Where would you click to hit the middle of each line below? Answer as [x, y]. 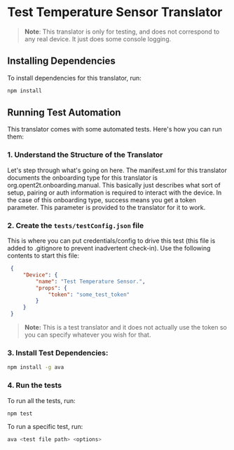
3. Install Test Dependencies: [58, 353]
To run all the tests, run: [41, 400]
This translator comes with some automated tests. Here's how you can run [115, 129]
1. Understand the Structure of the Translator [85, 155]
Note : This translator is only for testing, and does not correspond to [122, 31]
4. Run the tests [34, 386]
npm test [20, 414]
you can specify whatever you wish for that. [88, 335]
